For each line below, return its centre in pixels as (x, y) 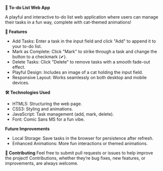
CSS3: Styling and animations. (42, 109)
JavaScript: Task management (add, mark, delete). (63, 114)
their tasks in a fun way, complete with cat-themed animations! (68, 22)
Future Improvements (27, 129)
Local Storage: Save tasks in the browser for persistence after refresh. (83, 138)
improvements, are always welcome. (42, 163)
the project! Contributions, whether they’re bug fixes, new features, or (75, 158)
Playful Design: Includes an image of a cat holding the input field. (77, 72)
